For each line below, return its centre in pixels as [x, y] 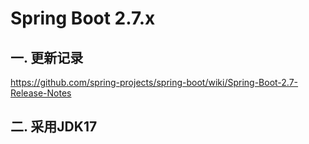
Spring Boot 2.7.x [83, 18]
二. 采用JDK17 [54, 127]
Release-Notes [41, 93]
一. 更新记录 [47, 57]
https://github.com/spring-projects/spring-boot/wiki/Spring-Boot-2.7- [154, 82]
